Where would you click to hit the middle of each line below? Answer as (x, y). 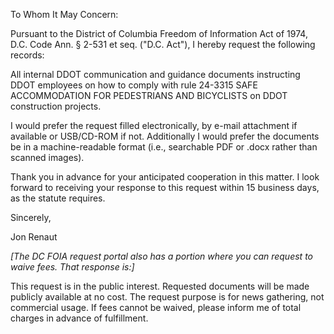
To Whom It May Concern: (64, 14)
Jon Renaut (34, 237)
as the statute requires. (58, 198)
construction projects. (56, 106)
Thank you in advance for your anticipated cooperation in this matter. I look (165, 177)
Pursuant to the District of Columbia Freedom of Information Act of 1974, (159, 33)
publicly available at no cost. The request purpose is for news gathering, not (167, 297)
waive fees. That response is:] (72, 267)
